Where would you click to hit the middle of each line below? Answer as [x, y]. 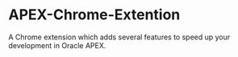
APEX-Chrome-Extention [94, 15]
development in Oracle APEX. [57, 45]
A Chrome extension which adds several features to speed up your [119, 37]
